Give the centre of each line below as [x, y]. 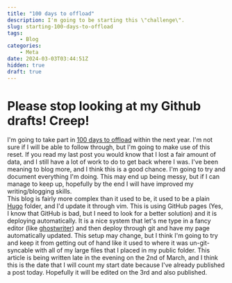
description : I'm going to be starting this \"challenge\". [96, 20]
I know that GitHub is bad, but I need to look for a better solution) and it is [112, 214]
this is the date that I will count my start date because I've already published [116, 265]
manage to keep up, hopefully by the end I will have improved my [100, 184]
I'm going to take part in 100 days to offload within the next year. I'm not [110, 140]
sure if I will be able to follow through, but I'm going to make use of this [109, 147]
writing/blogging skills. [40, 191]
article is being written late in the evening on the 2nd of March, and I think [113, 258]
